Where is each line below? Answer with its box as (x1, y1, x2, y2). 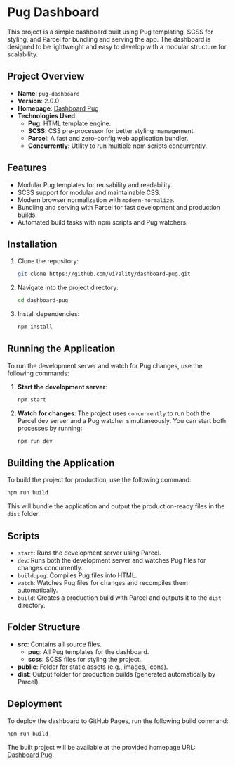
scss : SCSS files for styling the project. (27, 655, 142, 663)
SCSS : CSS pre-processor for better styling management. (27, 126, 195, 134)
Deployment (7, 698, 62, 710)
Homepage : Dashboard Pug (17, 103, 100, 113)
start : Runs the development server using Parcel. (17, 548, 161, 557)
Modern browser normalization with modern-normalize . (17, 195, 175, 204)
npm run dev (17, 437, 53, 444)
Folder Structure (7, 621, 81, 634)
